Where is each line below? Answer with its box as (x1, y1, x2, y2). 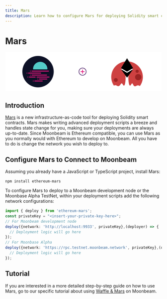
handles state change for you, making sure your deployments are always (5, 125, 154, 131)
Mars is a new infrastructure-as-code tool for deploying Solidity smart (5, 115, 149, 121)
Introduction (5, 101, 45, 110)
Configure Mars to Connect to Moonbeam (5, 155, 137, 164)
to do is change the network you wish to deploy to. (5, 141, 109, 147)
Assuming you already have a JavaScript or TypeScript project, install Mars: (5, 168, 161, 174)
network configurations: (5, 198, 55, 204)
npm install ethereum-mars (5, 179, 61, 184)
